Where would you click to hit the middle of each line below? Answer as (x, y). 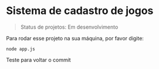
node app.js (21, 49)
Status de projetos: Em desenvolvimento (69, 27)
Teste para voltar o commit (39, 60)
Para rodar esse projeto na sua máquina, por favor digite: (75, 38)
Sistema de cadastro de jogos (80, 11)
